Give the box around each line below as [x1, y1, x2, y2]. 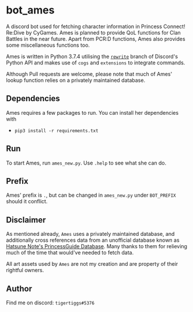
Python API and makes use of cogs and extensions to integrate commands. [6, 59, 185, 66]
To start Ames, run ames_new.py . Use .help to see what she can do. [6, 159, 167, 166]
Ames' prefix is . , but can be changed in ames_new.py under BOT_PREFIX [6, 191, 176, 199]
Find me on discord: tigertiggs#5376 [6, 299, 95, 306]
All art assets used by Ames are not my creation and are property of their [6, 260, 178, 268]
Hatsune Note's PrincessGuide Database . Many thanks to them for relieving [6, 243, 188, 250]
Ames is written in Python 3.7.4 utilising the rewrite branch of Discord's [6, 53, 178, 60]
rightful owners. [6, 267, 44, 274]
